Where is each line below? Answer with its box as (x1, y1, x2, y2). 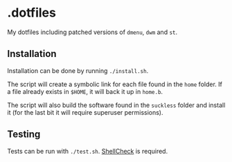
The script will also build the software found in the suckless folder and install (7, 101, 226, 109)
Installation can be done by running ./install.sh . (7, 66, 149, 74)
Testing (7, 129, 41, 140)
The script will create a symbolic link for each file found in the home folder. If (7, 80, 223, 88)
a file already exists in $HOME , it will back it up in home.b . (7, 87, 163, 95)
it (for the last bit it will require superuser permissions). (7, 108, 163, 116)
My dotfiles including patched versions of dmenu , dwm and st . (7, 28, 178, 36)
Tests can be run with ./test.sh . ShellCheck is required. (7, 147, 168, 155)
